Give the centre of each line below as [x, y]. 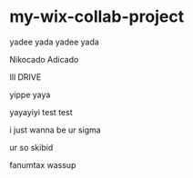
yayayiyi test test [41, 112]
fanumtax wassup [43, 164]
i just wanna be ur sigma [56, 130]
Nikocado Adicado [44, 59]
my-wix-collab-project [97, 17]
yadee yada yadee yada [55, 42]
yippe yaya [30, 94]
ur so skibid [31, 147]
